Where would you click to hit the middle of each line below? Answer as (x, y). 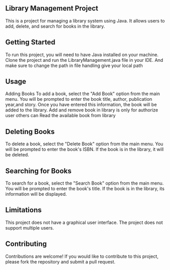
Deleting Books (30, 132)
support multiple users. (30, 228)
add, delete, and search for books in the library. (55, 26)
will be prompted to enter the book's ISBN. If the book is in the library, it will (84, 149)
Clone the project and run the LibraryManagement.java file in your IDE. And (84, 60)
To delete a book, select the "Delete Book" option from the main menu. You (84, 144)
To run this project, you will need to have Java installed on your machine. (82, 54)
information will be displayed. (36, 194)
